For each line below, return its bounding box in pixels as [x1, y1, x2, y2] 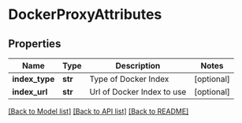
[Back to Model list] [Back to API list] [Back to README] [8, 106, 189, 116]
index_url [12, 87, 48, 97]
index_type [12, 73, 55, 84]
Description [115, 61, 161, 71]
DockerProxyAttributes [8, 6, 162, 24]
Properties [8, 37, 61, 50]
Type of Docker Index [89, 73, 169, 84]
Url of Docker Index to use [89, 87, 187, 97]
